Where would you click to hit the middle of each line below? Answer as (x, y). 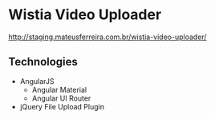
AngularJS (37, 81)
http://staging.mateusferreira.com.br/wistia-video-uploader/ (107, 37)
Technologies (43, 62)
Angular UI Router (61, 98)
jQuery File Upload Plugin (62, 106)
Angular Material (59, 89)
